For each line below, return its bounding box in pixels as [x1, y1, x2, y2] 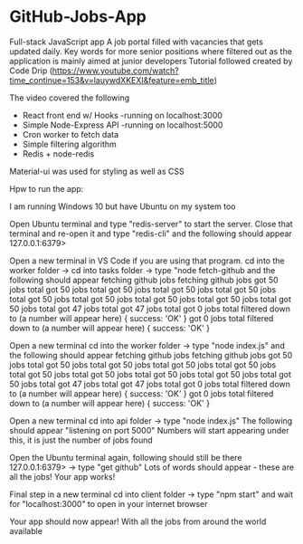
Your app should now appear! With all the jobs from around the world [9, 516, 267, 527]
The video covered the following [9, 92, 130, 103]
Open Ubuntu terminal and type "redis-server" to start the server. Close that [9, 218, 293, 229]
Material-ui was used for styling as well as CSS [9, 166, 185, 177]
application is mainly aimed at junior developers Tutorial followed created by [9, 55, 293, 66]
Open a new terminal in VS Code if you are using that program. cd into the [9, 255, 285, 266]
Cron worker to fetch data [22, 129, 119, 139]
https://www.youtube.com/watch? [52, 65, 179, 76]
